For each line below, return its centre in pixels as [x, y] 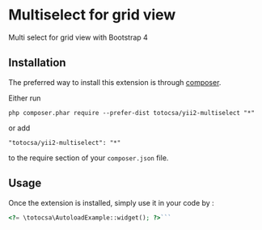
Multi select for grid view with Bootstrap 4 [78, 37]
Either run [25, 98]
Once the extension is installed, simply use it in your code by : [111, 202]
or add [19, 128]
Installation [37, 63]
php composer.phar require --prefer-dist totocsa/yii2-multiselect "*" [131, 113]
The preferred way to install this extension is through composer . [115, 82]
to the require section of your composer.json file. [89, 158]
